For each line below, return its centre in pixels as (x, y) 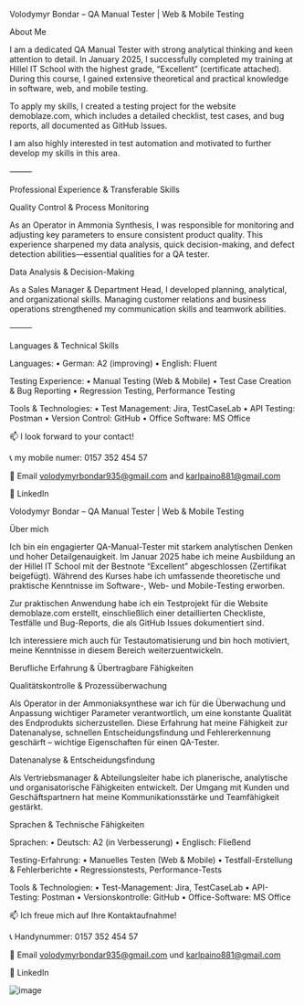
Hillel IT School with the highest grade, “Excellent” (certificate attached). (146, 69)
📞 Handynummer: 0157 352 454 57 (74, 936)
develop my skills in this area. (65, 153)
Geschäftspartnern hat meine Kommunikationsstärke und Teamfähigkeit (145, 797)
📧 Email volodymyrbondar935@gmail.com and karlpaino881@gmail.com (145, 476)
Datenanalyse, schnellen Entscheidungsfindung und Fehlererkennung (140, 732)
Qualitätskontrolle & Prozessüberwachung (88, 685)
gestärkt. (26, 807)
